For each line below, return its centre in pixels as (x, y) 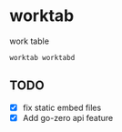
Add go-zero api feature (68, 117)
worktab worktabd (42, 57)
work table (30, 41)
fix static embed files (62, 107)
